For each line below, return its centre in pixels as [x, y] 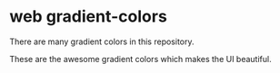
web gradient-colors [89, 17]
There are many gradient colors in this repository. [102, 41]
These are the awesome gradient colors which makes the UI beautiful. [140, 59]
